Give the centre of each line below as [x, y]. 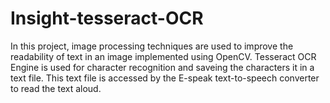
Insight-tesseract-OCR [107, 18]
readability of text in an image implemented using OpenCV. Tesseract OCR [163, 56]
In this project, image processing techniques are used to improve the [152, 46]
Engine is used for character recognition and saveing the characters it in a [162, 67]
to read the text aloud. [56, 88]
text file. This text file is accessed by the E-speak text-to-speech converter [165, 78]
